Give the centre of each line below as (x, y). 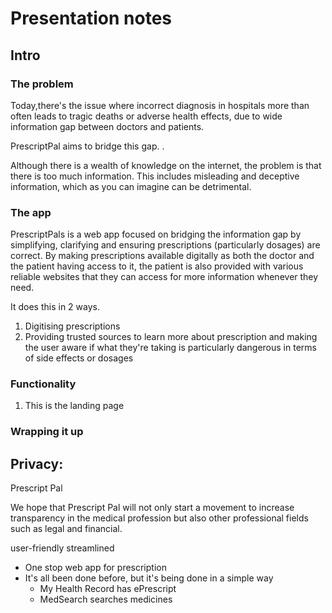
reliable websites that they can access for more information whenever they (164, 277)
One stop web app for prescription (95, 568)
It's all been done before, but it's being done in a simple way (149, 578)
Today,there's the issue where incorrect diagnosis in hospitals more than (160, 105)
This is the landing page (74, 406)
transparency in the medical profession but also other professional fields (159, 518)
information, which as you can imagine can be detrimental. (131, 186)
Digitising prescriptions (72, 326)
